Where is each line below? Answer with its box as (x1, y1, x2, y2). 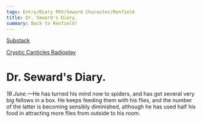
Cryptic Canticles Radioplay (6, 49, 76, 56)
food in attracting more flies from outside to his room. (6, 110, 141, 117)
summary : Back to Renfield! (6, 20, 78, 26)
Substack (6, 37, 31, 44)
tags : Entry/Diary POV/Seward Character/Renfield (6, 9, 135, 15)
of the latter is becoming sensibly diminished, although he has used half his (6, 103, 197, 110)
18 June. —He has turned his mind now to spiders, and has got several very (6, 90, 195, 97)
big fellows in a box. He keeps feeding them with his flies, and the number (6, 97, 192, 104)
